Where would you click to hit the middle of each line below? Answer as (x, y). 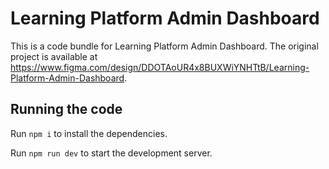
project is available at (54, 56)
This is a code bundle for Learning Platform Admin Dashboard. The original (164, 46)
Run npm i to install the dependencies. (89, 133)
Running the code (66, 109)
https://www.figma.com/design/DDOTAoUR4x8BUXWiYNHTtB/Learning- (160, 67)
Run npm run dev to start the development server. (111, 153)
